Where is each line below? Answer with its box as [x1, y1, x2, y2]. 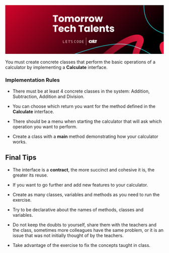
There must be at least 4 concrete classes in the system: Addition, [12, 88, 150, 94]
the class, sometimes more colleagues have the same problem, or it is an [12, 227, 164, 233]
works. [12, 138, 27, 145]
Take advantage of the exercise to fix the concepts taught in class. [12, 242, 151, 248]
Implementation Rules [5, 76, 60, 83]
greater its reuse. [12, 172, 48, 178]
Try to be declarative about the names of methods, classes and [12, 206, 144, 213]
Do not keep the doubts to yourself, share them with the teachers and [12, 221, 157, 228]
